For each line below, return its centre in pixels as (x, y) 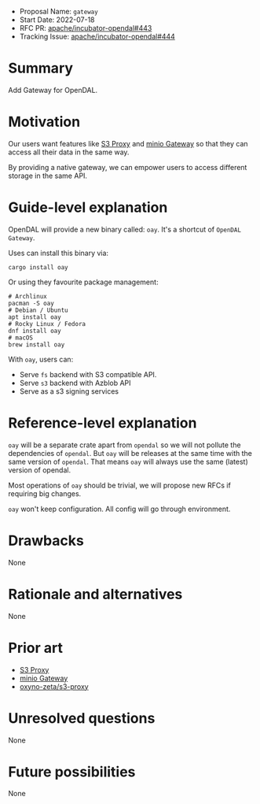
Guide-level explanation (88, 207)
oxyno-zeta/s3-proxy (54, 686)
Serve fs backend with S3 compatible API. (88, 374)
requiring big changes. (45, 493)
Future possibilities (72, 772)
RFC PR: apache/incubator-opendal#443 (86, 28)
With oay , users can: (41, 359)
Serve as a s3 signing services (69, 391)
